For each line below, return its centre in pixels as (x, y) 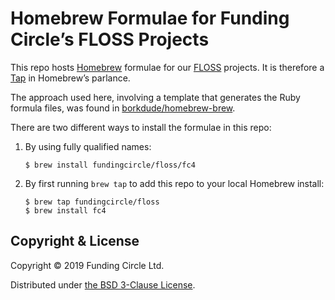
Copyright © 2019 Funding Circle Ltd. (87, 265)
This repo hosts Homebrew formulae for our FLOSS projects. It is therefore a (167, 67)
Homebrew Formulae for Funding (150, 18)
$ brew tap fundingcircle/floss (92, 202)
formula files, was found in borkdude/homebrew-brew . (123, 108)
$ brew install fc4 (65, 210)
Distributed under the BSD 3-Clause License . (103, 284)
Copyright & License (75, 241)
